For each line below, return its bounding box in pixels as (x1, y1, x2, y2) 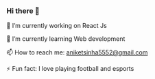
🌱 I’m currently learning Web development (6, 35, 126, 43)
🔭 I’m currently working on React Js (6, 22, 107, 30)
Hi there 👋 (6, 6, 40, 16)
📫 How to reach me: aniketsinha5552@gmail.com (6, 48, 148, 57)
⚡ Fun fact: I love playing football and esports (6, 65, 134, 73)
